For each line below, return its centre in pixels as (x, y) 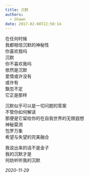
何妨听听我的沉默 (23, 160)
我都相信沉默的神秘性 (27, 45)
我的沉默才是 (18, 154)
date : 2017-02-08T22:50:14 (33, 24)
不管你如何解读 (20, 112)
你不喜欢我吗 (18, 64)
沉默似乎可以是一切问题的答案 (36, 106)
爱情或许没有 (18, 76)
